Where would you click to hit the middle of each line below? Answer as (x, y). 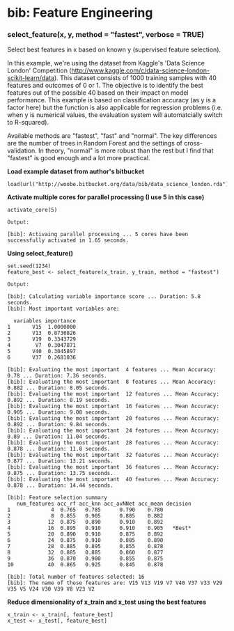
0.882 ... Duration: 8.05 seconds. (59, 388)
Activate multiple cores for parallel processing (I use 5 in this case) (106, 197)
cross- (193, 143)
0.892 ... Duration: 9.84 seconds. (59, 425)
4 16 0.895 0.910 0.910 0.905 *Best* (99, 528)
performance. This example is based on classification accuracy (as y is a (112, 100)
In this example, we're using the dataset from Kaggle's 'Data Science (106, 63)
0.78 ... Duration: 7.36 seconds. (57, 376)
